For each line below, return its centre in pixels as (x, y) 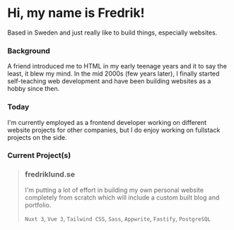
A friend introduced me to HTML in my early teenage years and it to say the (117, 66)
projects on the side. (37, 137)
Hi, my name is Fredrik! (76, 13)
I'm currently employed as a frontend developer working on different (107, 122)
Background (29, 51)
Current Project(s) (39, 155)
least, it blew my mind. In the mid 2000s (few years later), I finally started (113, 74)
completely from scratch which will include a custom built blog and (122, 197)
